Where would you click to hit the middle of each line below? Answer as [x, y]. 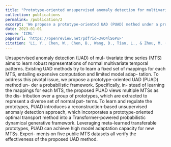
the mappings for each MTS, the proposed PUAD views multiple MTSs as [82, 90]
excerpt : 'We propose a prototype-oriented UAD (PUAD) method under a [82, 24]
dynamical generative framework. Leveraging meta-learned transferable [81, 122]
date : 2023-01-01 [24, 29]
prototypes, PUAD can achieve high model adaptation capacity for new [80, 128]
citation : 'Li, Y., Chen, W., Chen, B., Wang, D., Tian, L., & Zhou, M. [84, 43]
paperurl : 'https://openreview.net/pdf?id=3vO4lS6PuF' [65, 39]
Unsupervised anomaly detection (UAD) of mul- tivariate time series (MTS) [83, 58]
